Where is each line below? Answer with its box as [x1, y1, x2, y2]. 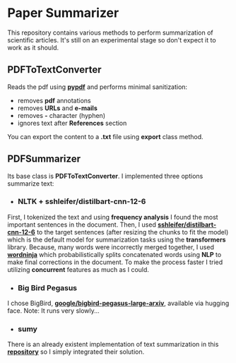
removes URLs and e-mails [17, 104, 98, 112]
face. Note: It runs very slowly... [7, 307, 100, 315]
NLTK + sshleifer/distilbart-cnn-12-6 [17, 196, 146, 206]
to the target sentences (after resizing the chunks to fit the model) [36, 227, 229, 236]
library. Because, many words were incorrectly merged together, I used [7, 242, 214, 251]
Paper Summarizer [7, 5, 119, 21]
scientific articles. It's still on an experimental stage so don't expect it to [7, 35, 217, 44]
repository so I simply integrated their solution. [7, 347, 145, 356]
